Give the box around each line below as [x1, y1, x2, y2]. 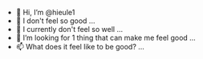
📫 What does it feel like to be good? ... [15, 42, 144, 51]
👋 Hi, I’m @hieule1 [15, 8, 75, 17]
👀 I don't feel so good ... [15, 16, 95, 26]
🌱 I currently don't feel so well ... [15, 25, 123, 33]
